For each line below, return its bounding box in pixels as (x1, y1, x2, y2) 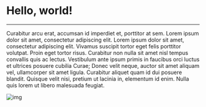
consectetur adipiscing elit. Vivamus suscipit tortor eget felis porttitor (6, 42, 181, 50)
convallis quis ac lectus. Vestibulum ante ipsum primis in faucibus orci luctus (6, 56, 200, 63)
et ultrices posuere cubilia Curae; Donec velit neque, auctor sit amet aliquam (6, 62, 200, 69)
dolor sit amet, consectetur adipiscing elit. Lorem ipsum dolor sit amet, (6, 36, 185, 43)
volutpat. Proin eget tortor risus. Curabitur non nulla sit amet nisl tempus (6, 49, 189, 56)
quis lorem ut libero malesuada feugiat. (6, 81, 105, 89)
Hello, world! (6, 4, 73, 18)
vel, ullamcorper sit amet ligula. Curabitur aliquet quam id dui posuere (6, 68, 182, 76)
